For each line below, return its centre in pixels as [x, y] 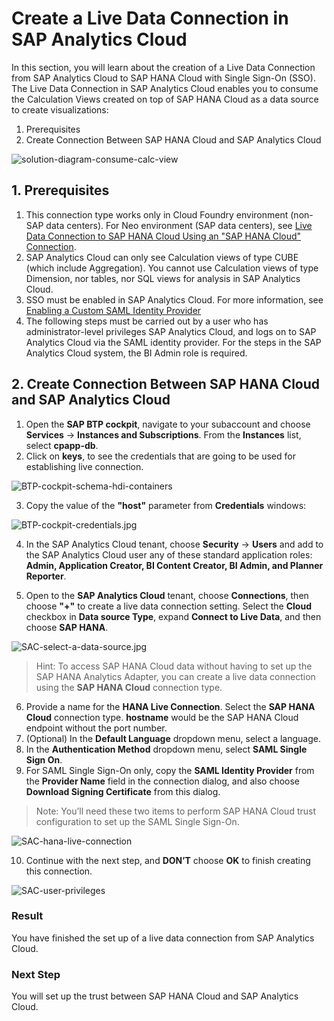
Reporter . [46, 576]
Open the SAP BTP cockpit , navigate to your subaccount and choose [168, 424]
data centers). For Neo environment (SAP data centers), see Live [179, 225]
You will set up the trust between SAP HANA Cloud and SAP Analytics [155, 996]
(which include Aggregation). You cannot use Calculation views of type [172, 268]
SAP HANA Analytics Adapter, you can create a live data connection [175, 676]
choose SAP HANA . [67, 627]
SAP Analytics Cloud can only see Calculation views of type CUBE [162, 257]
